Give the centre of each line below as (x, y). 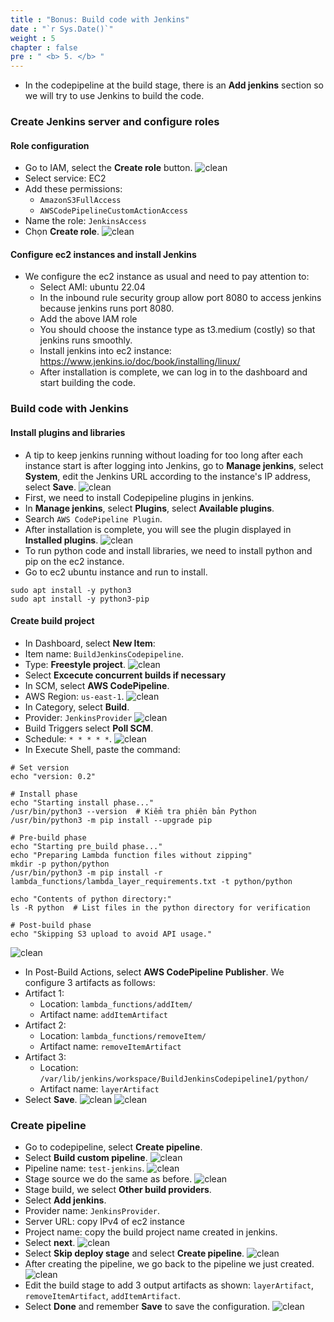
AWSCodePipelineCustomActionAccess (113, 211)
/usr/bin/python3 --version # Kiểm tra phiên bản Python (133, 811)
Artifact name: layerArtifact (99, 1088)
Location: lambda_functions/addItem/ (116, 1003)
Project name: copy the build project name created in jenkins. (151, 1232)
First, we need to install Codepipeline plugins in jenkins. (139, 497)
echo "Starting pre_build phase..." (86, 846)
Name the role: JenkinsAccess (85, 221)
